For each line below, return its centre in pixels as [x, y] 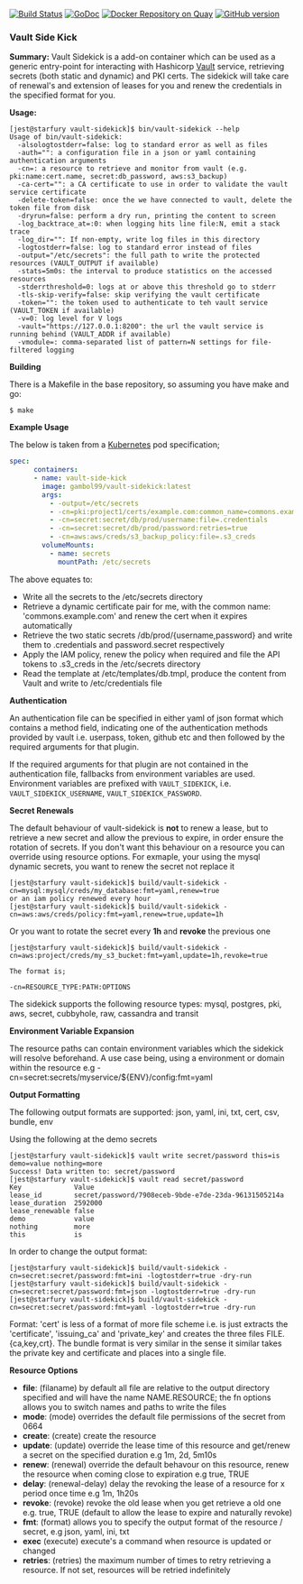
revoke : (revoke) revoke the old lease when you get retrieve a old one [151, 1503]
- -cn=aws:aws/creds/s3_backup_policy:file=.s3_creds [152, 537]
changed [39, 1551]
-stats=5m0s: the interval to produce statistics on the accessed [145, 272]
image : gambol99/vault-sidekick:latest [117, 486]
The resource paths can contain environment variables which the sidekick [147, 1048]
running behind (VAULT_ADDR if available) [90, 335]
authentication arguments [58, 161]
